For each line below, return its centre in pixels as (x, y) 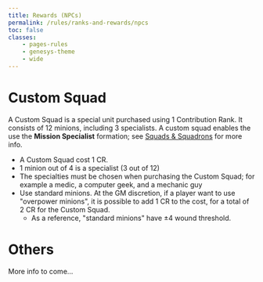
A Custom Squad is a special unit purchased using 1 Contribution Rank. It (125, 119)
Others (31, 249)
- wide (33, 60)
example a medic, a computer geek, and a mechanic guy (111, 184)
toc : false (26, 30)
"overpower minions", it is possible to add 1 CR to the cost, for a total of (134, 201)
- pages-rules (45, 45)
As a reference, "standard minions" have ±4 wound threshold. (131, 218)
